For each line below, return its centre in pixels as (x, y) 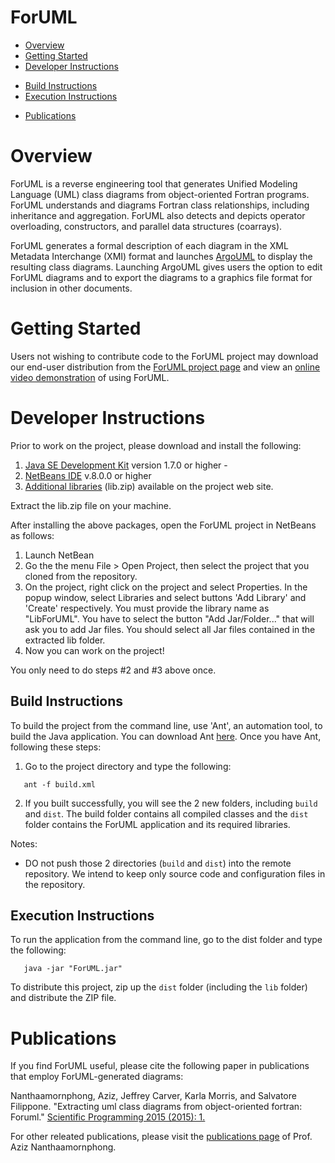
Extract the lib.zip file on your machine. (91, 505)
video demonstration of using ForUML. (90, 377)
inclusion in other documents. (71, 288)
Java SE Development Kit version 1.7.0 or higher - (126, 465)
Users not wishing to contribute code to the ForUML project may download (164, 356)
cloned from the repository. (81, 576)
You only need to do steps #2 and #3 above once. (113, 670)
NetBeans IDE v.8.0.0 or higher (88, 475)
